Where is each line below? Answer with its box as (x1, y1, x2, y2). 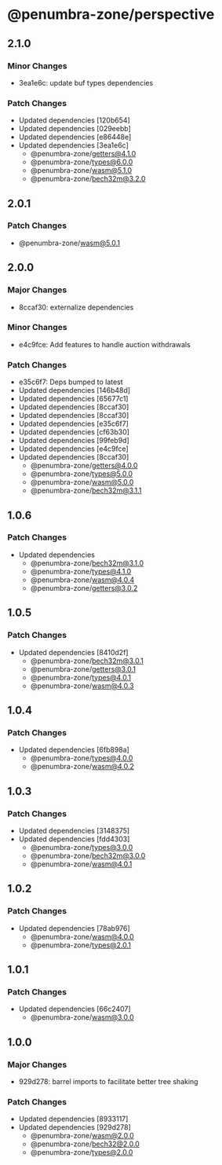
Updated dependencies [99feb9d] (18, 436, 130, 445)
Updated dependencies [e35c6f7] (18, 419, 129, 429)
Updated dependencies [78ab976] (18, 923, 130, 932)
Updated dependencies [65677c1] (18, 394, 129, 404)
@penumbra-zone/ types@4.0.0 (30, 753, 133, 763)
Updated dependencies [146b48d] (18, 386, 131, 395)
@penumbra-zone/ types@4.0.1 (30, 672, 131, 682)
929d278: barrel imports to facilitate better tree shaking (18, 1076, 198, 1086)
